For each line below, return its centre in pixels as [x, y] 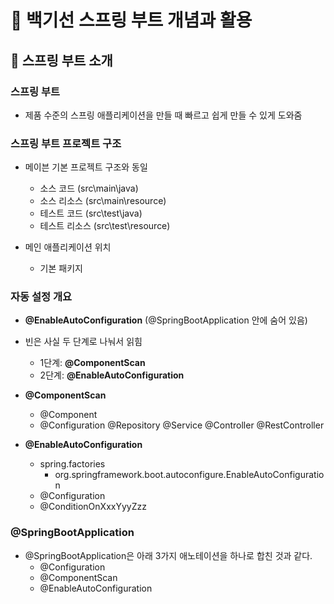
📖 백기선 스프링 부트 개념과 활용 [131, 20]
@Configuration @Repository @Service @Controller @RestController [182, 425]
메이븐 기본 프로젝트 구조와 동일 [86, 167]
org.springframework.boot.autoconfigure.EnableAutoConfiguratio [189, 475]
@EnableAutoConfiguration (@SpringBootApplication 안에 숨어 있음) [166, 320]
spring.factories [72, 464]
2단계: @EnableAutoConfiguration [112, 375]
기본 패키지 [61, 268]
